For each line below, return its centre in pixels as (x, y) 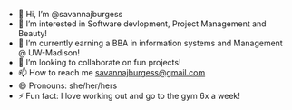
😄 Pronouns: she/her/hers (68, 85)
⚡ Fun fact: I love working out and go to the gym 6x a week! (129, 96)
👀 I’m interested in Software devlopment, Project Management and (142, 24)
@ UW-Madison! (49, 53)
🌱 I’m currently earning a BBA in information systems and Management (150, 43)
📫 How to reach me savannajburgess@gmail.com (112, 72)
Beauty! (33, 33)
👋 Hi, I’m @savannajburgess (70, 14)
